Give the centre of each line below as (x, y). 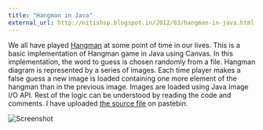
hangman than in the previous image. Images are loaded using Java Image (128, 86)
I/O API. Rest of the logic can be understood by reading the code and (120, 95)
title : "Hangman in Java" (50, 15)
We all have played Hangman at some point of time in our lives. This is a (124, 45)
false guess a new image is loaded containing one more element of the (122, 78)
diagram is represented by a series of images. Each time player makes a (124, 70)
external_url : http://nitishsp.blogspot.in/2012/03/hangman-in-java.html (131, 23)
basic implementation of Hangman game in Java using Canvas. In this (121, 53)
